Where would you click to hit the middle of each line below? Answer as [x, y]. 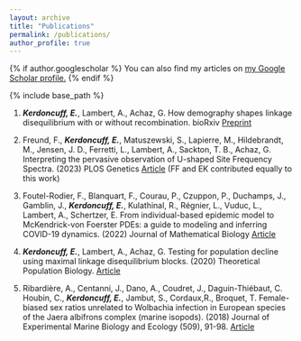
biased [35, 308]
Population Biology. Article [71, 271]
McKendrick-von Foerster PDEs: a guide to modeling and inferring [145, 225]
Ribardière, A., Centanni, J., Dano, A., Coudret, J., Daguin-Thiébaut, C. [152, 289]
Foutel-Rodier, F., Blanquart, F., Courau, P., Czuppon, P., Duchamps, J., [154, 196]
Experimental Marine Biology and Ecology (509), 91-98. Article [138, 327]
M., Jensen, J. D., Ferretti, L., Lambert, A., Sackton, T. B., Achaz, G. [147, 150]
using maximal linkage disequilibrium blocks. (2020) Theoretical [141, 262]
